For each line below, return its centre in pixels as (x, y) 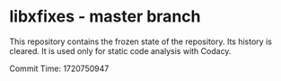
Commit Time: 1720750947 (59, 68)
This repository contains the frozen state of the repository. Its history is (140, 41)
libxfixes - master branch (105, 17)
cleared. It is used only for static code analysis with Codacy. (120, 50)
